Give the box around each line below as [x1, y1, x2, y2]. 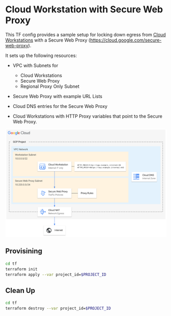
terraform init [5, 266, 38, 272]
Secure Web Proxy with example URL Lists [12, 93, 102, 99]
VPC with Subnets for [12, 62, 58, 68]
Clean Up [5, 286, 35, 295]
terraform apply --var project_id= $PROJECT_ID [5, 272, 106, 277]
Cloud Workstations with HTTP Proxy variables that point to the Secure [12, 113, 163, 119]
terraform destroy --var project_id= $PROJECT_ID [5, 306, 111, 311]
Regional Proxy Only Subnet [20, 83, 79, 89]
